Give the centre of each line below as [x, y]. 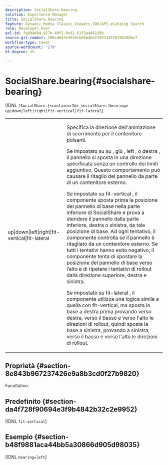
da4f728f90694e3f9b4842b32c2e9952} [71, 409]
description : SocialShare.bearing [41, 10]
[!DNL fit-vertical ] [26, 421]
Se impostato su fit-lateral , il [101, 293]
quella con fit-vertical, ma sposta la [108, 305]
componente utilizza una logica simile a [113, 299]
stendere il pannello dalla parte [103, 219]
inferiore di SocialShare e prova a [106, 212]
